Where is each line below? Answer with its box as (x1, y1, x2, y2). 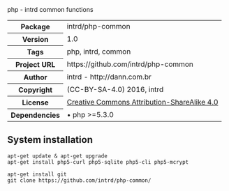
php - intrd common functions (7, 6, 94, 13)
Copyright (18, 85, 53, 95)
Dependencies (10, 110, 61, 120)
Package (20, 22, 50, 31)
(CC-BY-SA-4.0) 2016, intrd (66, 85, 164, 94)
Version (22, 35, 49, 44)
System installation (7, 134, 93, 146)
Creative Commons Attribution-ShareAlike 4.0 (66, 98, 219, 107)
